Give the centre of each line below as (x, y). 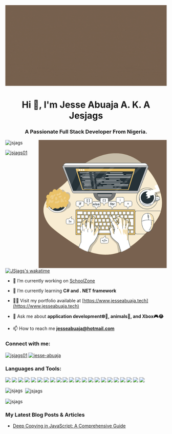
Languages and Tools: (33, 369)
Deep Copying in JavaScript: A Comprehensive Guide (69, 426)
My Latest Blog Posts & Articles (45, 415)
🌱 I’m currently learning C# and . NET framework (64, 291)
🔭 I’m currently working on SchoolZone (54, 281)
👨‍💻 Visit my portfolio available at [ (48, 301)
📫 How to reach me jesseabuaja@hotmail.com (63, 328)
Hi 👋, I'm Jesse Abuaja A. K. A (86, 105)
